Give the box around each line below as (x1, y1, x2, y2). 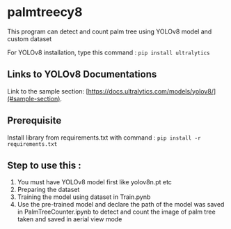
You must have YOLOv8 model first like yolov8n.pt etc (17, 178, 173, 186)
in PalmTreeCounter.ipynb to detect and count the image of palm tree (17, 207, 216, 216)
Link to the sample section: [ (7, 87, 88, 95)
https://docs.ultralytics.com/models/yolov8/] (88, 87, 216, 95)
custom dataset (7, 34, 52, 43)
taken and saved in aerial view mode (17, 215, 122, 223)
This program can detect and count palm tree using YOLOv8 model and (7, 27, 212, 36)
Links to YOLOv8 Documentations (7, 68, 157, 80)
